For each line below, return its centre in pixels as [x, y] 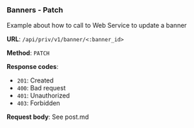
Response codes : [33, 67]
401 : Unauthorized [43, 96]
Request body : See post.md [48, 117]
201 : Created [35, 80]
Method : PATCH [28, 53]
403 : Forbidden [39, 103]
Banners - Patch [35, 10]
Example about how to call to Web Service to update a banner [97, 26]
